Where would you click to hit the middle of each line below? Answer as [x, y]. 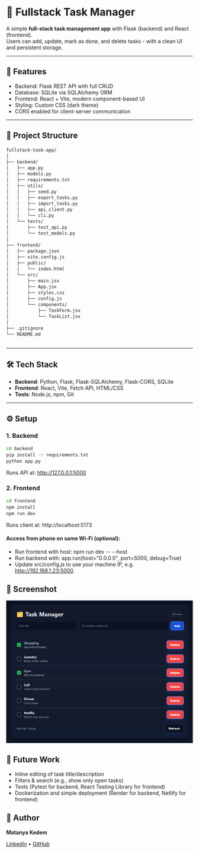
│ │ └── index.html [36, 269]
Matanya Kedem [27, 832]
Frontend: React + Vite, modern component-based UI [80, 99]
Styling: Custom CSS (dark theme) [57, 105]
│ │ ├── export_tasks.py [42, 198]
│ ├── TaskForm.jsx [44, 310]
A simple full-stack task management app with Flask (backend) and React [97, 29]
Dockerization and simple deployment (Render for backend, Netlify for [100, 793]
